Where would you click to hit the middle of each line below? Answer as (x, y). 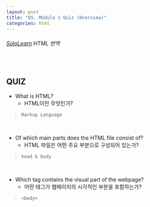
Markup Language (41, 115)
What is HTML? (34, 96)
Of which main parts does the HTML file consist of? (79, 138)
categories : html (28, 23)
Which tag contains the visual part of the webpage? (79, 180)
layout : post (23, 12)
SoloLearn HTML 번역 (33, 43)
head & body (36, 157)
